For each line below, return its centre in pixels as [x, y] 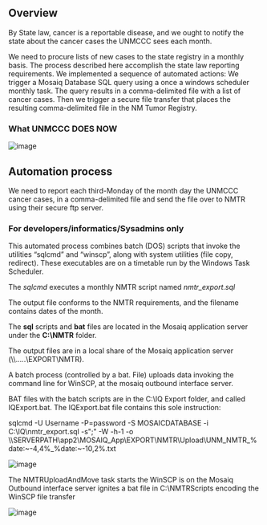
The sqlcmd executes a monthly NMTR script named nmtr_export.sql [122, 287]
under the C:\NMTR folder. [53, 336]
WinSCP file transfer [42, 497]
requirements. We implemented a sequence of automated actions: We [123, 73]
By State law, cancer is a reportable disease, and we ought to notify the [126, 32]
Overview [33, 13]
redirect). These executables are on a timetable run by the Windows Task [129, 263]
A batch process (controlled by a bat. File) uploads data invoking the [121, 375]
